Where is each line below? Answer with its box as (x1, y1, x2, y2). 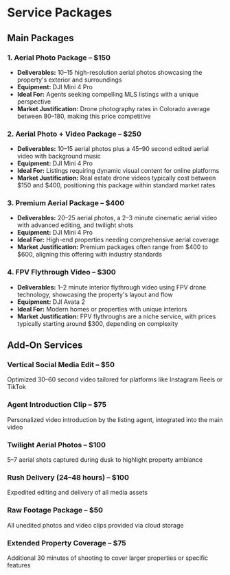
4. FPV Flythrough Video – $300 (7, 268, 117, 277)
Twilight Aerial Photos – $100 (7, 440, 106, 449)
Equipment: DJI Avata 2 (16, 297, 86, 306)
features (7, 561, 31, 569)
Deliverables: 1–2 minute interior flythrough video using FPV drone (16, 283, 207, 291)
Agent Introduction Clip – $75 (7, 400, 107, 410)
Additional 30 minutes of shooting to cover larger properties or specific (7, 554, 208, 562)
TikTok (7, 383, 26, 391)
